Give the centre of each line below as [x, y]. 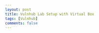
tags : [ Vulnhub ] [21, 18]
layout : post [18, 9]
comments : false [21, 23]
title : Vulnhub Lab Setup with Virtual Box [50, 14]
